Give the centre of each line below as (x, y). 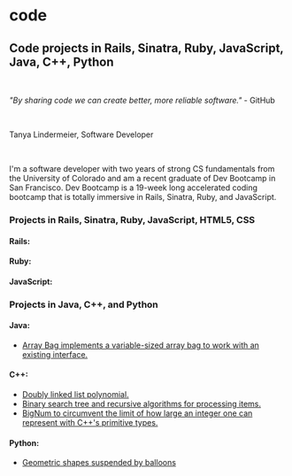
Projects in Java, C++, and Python (84, 304)
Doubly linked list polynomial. (76, 395)
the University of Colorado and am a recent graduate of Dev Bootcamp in (142, 178)
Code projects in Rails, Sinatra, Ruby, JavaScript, (146, 48)
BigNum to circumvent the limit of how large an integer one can (137, 413)
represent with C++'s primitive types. (90, 423)
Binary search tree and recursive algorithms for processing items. (141, 404)
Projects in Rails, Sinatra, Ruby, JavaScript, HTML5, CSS (132, 219)
